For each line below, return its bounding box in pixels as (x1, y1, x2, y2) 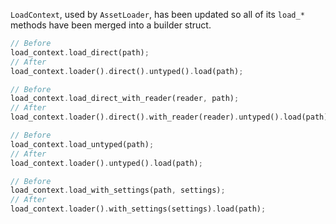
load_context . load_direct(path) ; (10, 47, 150, 58)
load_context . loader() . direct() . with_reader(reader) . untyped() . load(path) (10, 112, 329, 123)
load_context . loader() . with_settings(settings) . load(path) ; (10, 204, 267, 214)
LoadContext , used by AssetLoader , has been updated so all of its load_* (10, 9, 305, 20)
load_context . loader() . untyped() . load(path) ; (10, 158, 203, 168)
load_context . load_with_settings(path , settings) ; (10, 185, 226, 196)
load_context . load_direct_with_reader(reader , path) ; (10, 94, 240, 104)
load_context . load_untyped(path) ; (10, 139, 155, 149)
